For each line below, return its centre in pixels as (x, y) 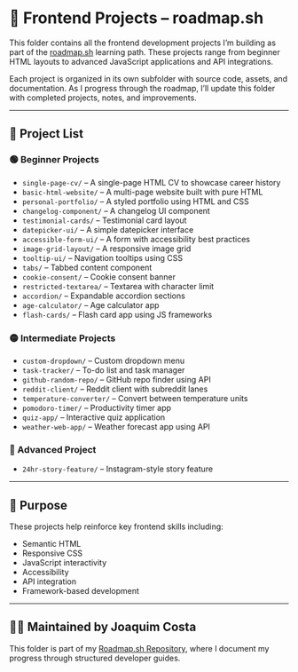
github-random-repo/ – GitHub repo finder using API (116, 379)
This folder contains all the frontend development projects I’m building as (143, 43)
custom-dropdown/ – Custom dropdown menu (103, 360)
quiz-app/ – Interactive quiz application (94, 417)
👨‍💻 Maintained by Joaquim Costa (103, 627)
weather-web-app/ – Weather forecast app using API (116, 426)
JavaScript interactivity (64, 563)
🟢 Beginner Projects (54, 160)
